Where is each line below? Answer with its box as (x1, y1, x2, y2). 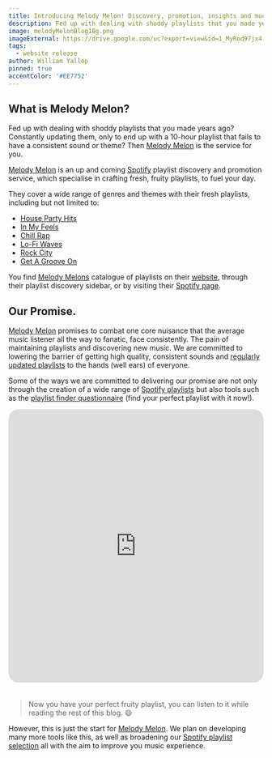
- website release (15, 49, 79, 57)
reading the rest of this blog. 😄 (28, 708, 133, 718)
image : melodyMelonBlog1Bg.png (8, 27, 114, 35)
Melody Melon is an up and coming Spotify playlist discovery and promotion (8, 165, 262, 175)
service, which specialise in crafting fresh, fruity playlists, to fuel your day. (8, 173, 257, 183)
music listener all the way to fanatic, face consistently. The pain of (8, 334, 229, 344)
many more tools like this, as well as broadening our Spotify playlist (8, 732, 233, 742)
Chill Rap (19, 231, 50, 241)
